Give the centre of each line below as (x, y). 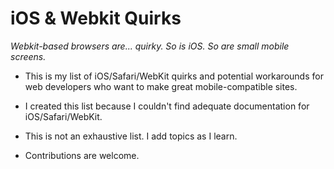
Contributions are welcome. (82, 155)
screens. (28, 56)
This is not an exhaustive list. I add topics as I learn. (131, 136)
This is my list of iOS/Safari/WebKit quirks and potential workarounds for (174, 76)
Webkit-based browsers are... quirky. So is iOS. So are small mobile (150, 46)
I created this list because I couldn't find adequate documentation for (167, 106)
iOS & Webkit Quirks (96, 18)
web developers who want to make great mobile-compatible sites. (161, 86)
